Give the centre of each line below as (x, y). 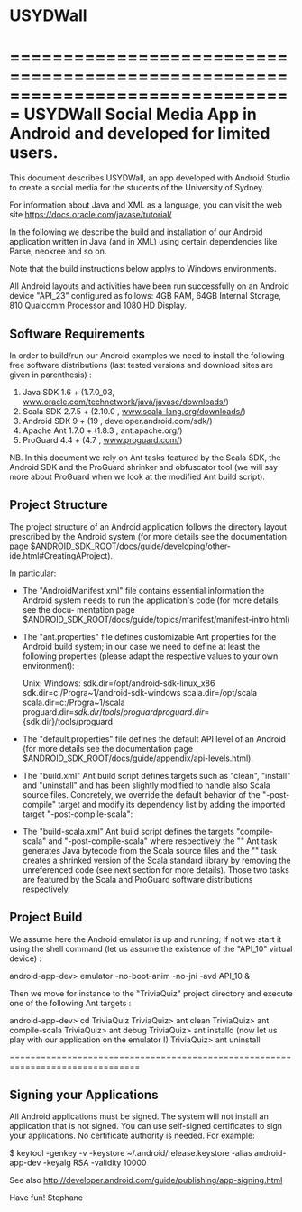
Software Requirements (78, 333)
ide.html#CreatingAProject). (61, 555)
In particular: (33, 573)
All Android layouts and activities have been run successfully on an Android (150, 286)
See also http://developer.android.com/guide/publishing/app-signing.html (146, 1180)
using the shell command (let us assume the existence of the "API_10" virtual (151, 948)
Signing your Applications (84, 1094)
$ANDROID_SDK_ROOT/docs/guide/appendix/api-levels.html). (138, 758)
